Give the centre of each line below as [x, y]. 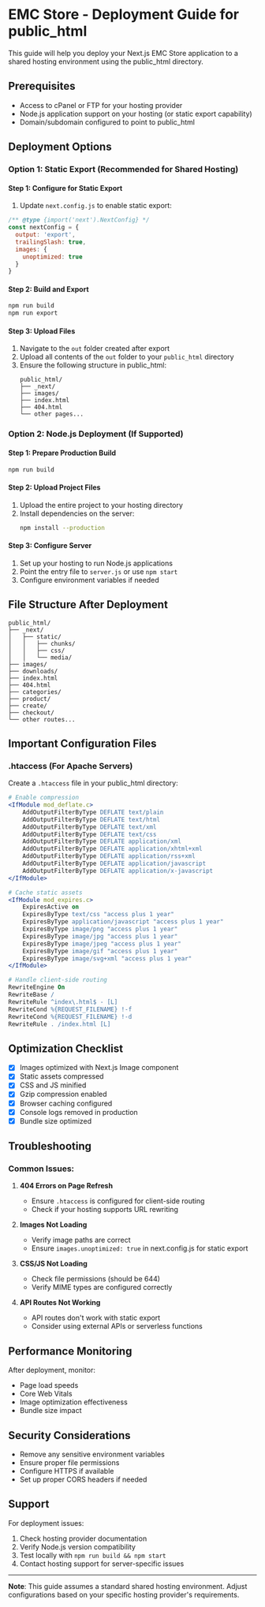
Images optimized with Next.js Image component [99, 1068]
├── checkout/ [32, 712]
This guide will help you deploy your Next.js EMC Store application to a [123, 53]
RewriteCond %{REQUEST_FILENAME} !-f [70, 1009]
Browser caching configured [66, 1103]
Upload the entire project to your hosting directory [101, 505]
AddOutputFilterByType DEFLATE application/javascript [114, 864]
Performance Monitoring [70, 1351]
